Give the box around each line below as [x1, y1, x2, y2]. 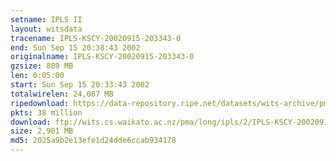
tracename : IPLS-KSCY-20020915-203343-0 [10, 33, 182, 43]
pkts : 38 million [10, 107, 83, 118]
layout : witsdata [10, 24, 83, 34]
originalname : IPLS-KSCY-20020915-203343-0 [10, 52, 195, 62]
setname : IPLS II [10, 14, 83, 25]
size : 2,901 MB [10, 126, 74, 136]
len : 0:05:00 [10, 71, 65, 81]
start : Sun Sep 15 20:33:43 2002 [10, 80, 150, 90]
